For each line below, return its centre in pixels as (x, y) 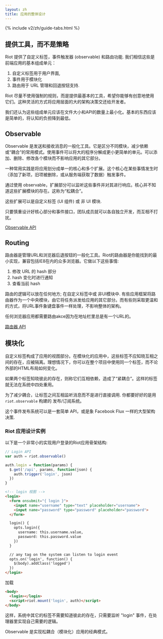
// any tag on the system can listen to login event (64, 555)
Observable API (21, 227)
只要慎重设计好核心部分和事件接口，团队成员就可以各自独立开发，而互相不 (79, 212)
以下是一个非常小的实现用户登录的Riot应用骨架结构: (56, 443)
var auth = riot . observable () (36, 456)
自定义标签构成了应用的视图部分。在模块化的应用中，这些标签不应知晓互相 (79, 356)
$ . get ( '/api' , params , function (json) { (51, 470)
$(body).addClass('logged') (42, 564)
